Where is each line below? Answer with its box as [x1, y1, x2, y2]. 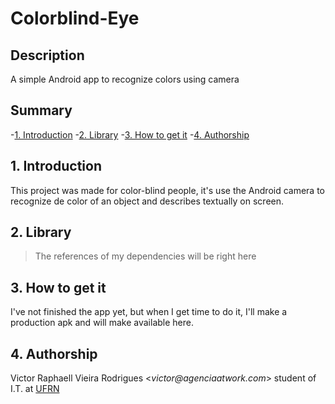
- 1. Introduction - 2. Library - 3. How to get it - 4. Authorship [10, 128, 250, 141]
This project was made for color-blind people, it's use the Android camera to [10, 184, 326, 196]
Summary [10, 102, 73, 119]
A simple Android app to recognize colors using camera [10, 73, 240, 85]
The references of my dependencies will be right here [34, 250, 257, 262]
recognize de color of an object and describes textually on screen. [10, 195, 285, 207]
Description [10, 47, 85, 64]
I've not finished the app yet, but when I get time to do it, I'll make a [10, 306, 288, 318]
